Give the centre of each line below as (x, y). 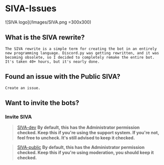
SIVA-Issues (31, 9)
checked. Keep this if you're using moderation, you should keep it (85, 153)
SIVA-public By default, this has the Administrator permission (81, 147)
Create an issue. (23, 88)
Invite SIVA (18, 117)
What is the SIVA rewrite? (45, 37)
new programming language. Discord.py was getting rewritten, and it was (82, 53)
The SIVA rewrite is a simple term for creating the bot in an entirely (81, 49)
